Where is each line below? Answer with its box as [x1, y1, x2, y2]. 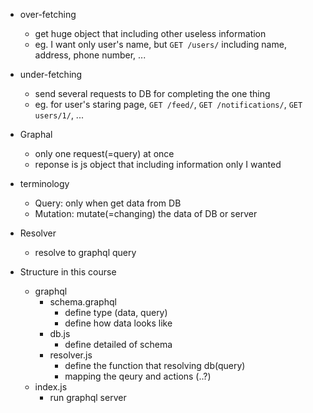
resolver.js [49, 349, 93, 361]
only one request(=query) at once [34, 148, 175, 159]
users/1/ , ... [34, 109, 84, 121]
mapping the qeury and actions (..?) [64, 370, 212, 382]
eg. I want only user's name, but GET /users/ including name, [34, 39, 287, 50]
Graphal [19, 129, 53, 140]
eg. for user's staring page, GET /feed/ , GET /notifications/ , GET [34, 99, 303, 110]
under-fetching [19, 69, 83, 80]
